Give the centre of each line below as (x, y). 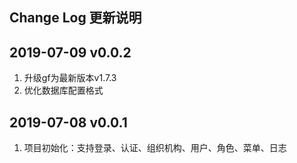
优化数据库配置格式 (63, 90)
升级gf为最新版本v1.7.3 (70, 78)
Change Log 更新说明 (75, 18)
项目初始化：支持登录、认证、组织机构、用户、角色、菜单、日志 (155, 148)
